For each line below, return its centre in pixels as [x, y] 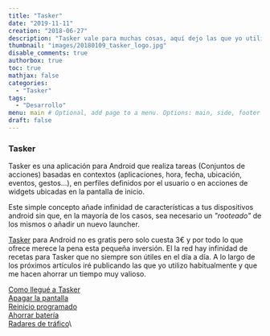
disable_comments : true [48, 53]
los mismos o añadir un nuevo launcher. [74, 224]
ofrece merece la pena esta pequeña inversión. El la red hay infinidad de [128, 248]
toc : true [25, 68]
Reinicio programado [43, 307]
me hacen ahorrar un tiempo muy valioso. [78, 274]
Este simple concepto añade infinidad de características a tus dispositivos [131, 207]
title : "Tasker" [35, 16]
